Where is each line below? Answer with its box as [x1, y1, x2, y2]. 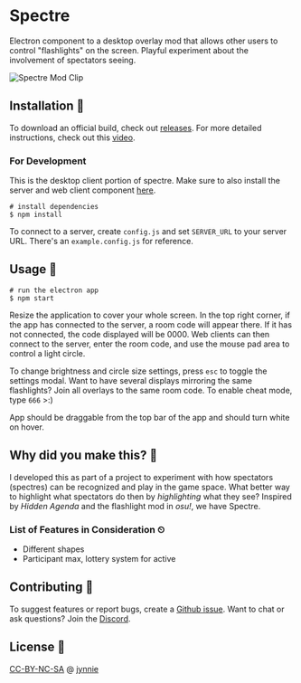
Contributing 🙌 [9, 580, 94, 595]
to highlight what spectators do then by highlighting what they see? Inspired [9, 490, 292, 502]
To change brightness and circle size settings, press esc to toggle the [9, 365, 268, 376]
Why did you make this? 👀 [9, 448, 158, 463]
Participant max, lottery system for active [22, 553, 176, 564]
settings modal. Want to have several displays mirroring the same [9, 375, 253, 385]
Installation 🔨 [9, 99, 85, 114]
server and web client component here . [9, 185, 156, 195]
